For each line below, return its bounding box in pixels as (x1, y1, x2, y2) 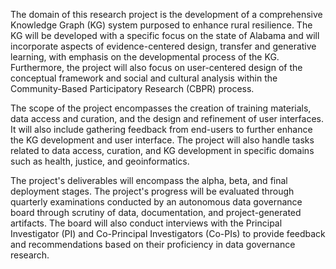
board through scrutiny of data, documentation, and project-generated (10, 207, 302, 218)
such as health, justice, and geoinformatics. (10, 155, 190, 167)
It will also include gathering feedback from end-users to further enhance (10, 124, 313, 135)
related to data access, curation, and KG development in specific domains (10, 145, 315, 156)
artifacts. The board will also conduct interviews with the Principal (10, 217, 283, 229)
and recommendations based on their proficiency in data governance (10, 239, 296, 250)
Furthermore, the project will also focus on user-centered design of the (10, 62, 303, 73)
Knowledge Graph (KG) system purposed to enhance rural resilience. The (10, 19, 313, 31)
